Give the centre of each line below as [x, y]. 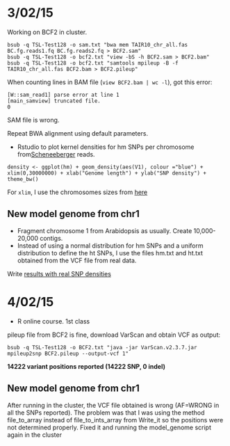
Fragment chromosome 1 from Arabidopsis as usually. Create [105, 230]
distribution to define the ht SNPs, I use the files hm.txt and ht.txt [110, 253]
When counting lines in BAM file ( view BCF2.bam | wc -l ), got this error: [110, 82]
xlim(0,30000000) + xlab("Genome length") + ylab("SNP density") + [107, 173]
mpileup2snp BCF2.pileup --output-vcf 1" [68, 353]
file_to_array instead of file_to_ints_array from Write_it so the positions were [115, 420]
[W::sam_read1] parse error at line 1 [63, 95]
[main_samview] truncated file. [54, 101]
